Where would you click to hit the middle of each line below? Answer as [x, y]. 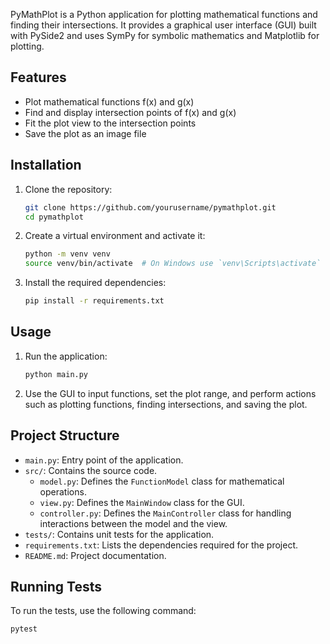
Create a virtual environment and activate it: [115, 236]
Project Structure [65, 435]
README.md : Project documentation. [95, 555]
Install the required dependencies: [95, 283]
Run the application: [66, 356]
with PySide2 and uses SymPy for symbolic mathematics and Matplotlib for [165, 35]
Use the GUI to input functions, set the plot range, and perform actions [170, 393]
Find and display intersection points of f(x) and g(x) [130, 112]
